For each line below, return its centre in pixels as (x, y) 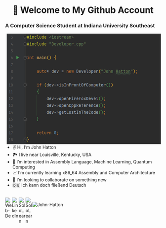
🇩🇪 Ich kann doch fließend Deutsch (49, 185)
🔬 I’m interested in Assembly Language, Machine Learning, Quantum (82, 162)
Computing (24, 167)
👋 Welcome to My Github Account (83, 10)
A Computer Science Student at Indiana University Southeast (80, 26)
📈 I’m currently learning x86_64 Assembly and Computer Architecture (84, 173)
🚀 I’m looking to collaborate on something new (60, 180)
